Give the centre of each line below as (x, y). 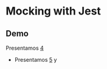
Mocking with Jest (53, 11)
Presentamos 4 (25, 48)
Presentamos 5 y (36, 60)
